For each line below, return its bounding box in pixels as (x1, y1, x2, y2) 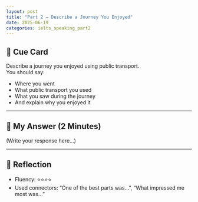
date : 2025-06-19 (6, 19, 49, 25)
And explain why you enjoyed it (14, 99, 91, 106)
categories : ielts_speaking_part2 (6, 25, 91, 31)
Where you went (14, 80, 55, 87)
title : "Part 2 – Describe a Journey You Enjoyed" (6, 14, 133, 20)
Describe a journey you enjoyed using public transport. (6, 62, 140, 69)
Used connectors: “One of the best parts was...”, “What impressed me (14, 184, 184, 191)
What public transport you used (14, 87, 92, 94)
